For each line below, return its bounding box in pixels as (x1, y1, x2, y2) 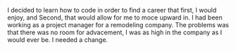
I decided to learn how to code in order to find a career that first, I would (7, 6, 217, 14)
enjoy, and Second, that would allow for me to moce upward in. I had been (7, 13, 223, 22)
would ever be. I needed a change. (7, 36, 108, 44)
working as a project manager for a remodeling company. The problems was (7, 21, 229, 29)
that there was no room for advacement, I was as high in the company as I (7, 28, 223, 36)
